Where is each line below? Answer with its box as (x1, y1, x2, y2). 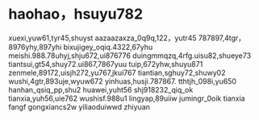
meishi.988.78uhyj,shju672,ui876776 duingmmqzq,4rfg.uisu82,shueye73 (8, 51, 252, 60)
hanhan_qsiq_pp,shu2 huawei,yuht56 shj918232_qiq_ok (8, 85, 194, 94)
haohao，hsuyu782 (8, 5, 144, 23)
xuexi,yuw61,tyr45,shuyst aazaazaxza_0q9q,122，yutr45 (8, 33, 197, 43)
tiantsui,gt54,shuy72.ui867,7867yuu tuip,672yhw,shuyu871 (8, 59, 203, 68)
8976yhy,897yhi (8, 42, 62, 52)
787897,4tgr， (198, 33, 246, 43)
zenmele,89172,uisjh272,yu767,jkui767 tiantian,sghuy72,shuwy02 (8, 68, 226, 77)
